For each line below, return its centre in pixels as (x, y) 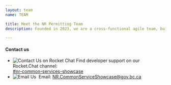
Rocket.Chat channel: (35, 66)
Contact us (17, 49)
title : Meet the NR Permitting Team (44, 24)
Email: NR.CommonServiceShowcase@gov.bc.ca (90, 77)
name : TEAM (17, 15)
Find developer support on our (108, 61)
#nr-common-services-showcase (48, 71)
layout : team (19, 10)
